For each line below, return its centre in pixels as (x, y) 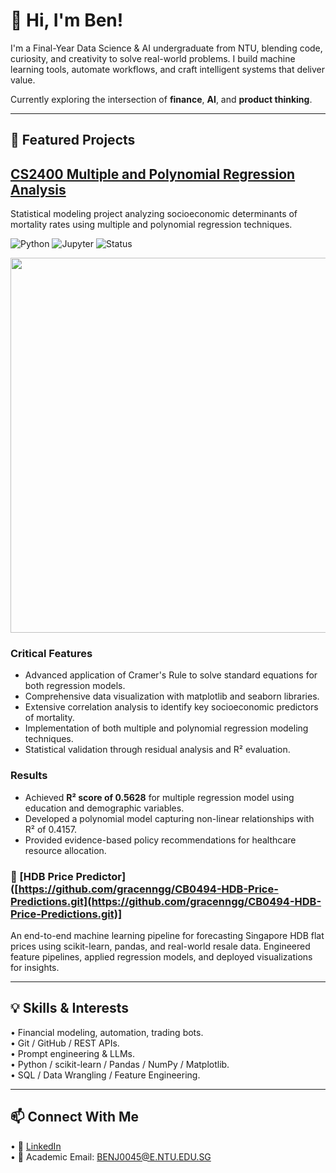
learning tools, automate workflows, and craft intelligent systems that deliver (168, 69)
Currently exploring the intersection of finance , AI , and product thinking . (161, 99)
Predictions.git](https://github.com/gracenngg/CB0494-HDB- (166, 901)
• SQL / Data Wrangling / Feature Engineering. (105, 1075)
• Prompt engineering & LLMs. (72, 1053)
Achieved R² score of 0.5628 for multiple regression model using (159, 797)
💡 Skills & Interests (70, 1008)
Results (29, 776)
